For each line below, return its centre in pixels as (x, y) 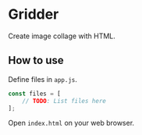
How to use (36, 60)
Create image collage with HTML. (62, 36)
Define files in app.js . (43, 79)
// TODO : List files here (64, 101)
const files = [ (34, 94)
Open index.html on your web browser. (71, 123)
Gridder (34, 14)
